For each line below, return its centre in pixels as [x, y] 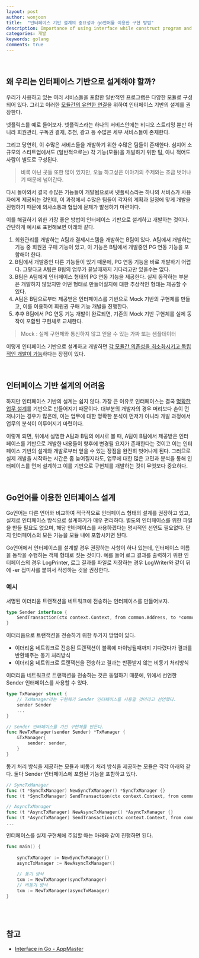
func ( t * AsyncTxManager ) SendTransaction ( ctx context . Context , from [94, 818]
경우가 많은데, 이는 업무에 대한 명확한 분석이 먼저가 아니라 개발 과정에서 [109, 416]
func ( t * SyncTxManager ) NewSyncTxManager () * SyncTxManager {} [86, 790]
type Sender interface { [37, 612]
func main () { [24, 846]
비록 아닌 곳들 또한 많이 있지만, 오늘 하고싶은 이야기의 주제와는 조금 [98, 172]
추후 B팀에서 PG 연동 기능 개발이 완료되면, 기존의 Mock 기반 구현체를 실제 [100, 314]
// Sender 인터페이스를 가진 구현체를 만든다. [55, 727]
